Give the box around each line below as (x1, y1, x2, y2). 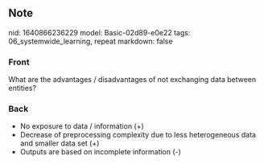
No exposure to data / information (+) (19, 121, 145, 131)
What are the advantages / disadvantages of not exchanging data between (8, 75, 257, 84)
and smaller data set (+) (19, 138, 100, 148)
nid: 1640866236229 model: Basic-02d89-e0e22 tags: (8, 27, 191, 37)
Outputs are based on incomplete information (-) (19, 147, 181, 157)
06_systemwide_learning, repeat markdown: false (8, 36, 173, 46)
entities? (8, 84, 37, 93)
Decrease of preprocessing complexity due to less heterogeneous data (19, 130, 256, 140)
